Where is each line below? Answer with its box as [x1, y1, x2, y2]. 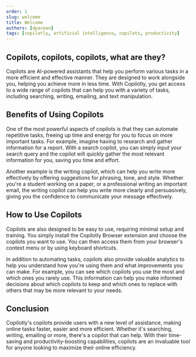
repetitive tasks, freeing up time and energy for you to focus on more [6, 132, 173, 139]
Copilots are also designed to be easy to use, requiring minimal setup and [6, 225, 184, 233]
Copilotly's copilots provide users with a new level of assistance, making [6, 319, 182, 326]
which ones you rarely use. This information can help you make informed [6, 274, 183, 281]
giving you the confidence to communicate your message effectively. [6, 193, 174, 200]
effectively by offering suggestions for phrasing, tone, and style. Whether [6, 174, 184, 181]
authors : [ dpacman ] [6, 25, 54, 31]
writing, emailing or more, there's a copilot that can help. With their [6, 332, 168, 339]
